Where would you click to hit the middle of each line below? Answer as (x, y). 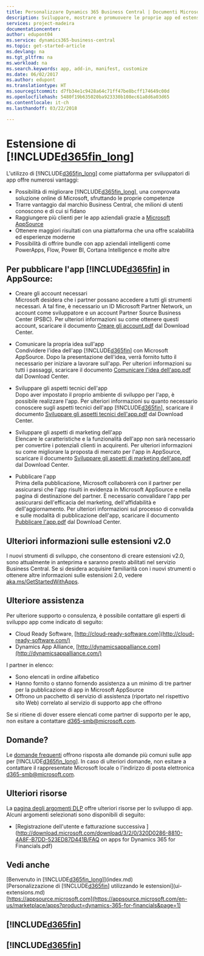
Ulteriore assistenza (45, 601)
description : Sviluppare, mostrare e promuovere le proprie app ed (93, 18)
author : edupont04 (29, 35)
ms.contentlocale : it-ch (38, 102)
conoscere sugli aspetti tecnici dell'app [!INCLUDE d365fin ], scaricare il (104, 408)
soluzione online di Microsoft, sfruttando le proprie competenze (95, 198)
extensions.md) (26, 893)
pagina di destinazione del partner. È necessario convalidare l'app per (102, 496)
